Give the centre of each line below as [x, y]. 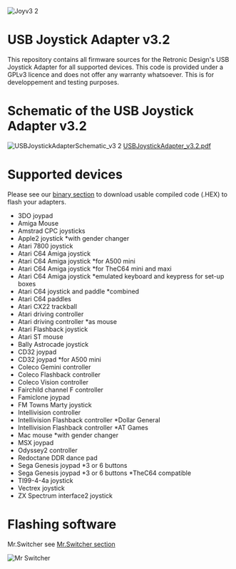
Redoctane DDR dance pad [57, 458]
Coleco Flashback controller [59, 375]
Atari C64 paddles [44, 298]
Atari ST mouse [40, 336]
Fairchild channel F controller [60, 390]
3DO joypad [35, 215]
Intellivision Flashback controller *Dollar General [89, 419]
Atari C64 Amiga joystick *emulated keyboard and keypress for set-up [121, 276]
